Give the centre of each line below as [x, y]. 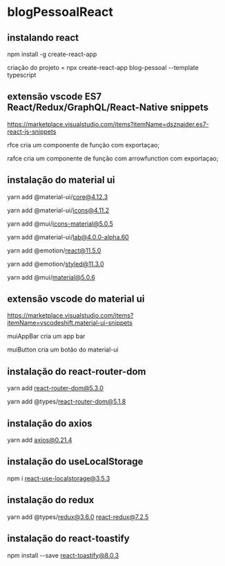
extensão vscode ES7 [55, 97]
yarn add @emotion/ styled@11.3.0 [56, 264]
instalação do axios [50, 423]
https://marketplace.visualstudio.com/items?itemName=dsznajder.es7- [108, 124]
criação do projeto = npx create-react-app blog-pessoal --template [103, 67]
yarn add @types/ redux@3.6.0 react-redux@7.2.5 [78, 517]
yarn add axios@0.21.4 [40, 440]
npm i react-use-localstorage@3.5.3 [59, 478]
